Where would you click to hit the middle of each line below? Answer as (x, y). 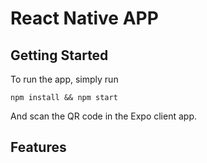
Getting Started (59, 55)
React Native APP (84, 18)
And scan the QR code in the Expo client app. (103, 116)
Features (38, 147)
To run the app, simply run (64, 79)
